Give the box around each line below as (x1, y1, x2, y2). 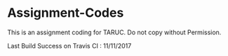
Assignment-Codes (7, 5, 124, 21)
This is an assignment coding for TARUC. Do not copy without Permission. (7, 28, 222, 36)
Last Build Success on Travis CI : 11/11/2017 (7, 41, 132, 50)
